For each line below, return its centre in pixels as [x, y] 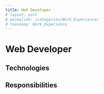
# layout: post [21, 15]
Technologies [28, 68]
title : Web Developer [28, 10]
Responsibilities [31, 85]
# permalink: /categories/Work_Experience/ [52, 19]
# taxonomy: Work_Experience [36, 24]
